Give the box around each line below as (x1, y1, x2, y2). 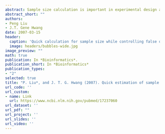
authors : (5, 16, 23, 21)
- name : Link (5, 94, 32, 99)
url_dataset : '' (5, 103, 38, 108)
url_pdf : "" (5, 107, 29, 113)
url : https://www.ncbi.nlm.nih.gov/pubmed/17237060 (9, 99, 118, 104)
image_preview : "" (5, 48, 43, 53)
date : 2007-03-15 (5, 30, 41, 35)
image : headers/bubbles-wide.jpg (9, 44, 78, 49)
